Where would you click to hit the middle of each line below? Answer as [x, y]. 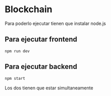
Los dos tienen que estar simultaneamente [49, 88]
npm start [15, 78]
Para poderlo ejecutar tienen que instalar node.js [55, 23]
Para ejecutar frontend [41, 39]
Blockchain [29, 9]
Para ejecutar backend [41, 67]
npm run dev [17, 51]
